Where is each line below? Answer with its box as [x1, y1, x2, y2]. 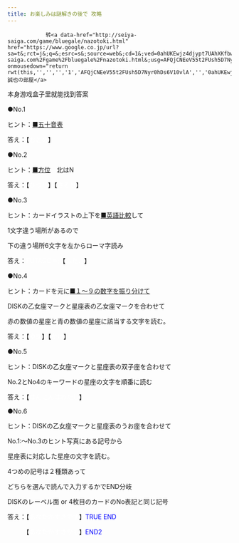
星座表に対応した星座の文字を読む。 [7, 452, 114, 460]
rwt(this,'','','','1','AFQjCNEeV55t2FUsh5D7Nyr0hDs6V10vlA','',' [7, 68, 208, 76]
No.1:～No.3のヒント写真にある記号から [7, 436, 123, 445]
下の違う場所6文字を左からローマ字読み [7, 241, 124, 249]
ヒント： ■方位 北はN [7, 165, 75, 174]
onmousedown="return [7, 62, 69, 70]
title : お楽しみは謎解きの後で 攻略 [7, 10, 102, 18]
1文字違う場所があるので [7, 226, 79, 234]
